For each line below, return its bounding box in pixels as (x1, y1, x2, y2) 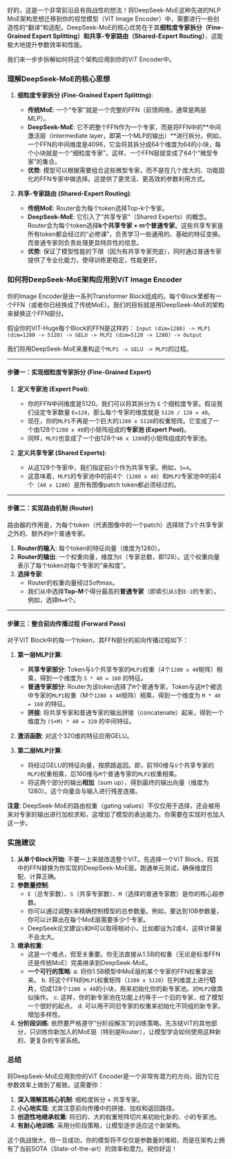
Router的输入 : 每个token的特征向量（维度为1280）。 (17, 544, 164, 552)
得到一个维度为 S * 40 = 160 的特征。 (39, 674, 147, 682)
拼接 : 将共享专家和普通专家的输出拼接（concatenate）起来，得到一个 (27, 708, 224, 717)
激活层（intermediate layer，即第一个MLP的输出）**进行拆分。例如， (27, 132, 225, 140)
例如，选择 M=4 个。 (27, 596, 80, 604)
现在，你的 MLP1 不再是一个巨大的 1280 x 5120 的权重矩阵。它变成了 (27, 416, 213, 425)
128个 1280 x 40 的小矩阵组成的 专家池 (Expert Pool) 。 (39, 425, 190, 434)
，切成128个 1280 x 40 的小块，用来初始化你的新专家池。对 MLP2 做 (33, 984, 217, 993)
